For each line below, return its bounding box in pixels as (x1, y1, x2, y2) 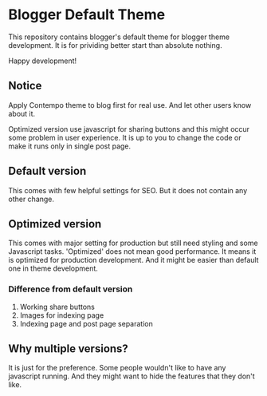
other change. (8, 194, 54, 204)
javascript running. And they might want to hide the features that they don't (8, 371, 255, 381)
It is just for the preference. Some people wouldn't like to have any (8, 363, 226, 373)
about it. (8, 109, 36, 118)
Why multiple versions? (8, 342, 129, 356)
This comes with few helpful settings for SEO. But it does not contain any (8, 185, 248, 195)
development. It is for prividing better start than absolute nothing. (8, 40, 222, 49)
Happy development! (8, 56, 77, 65)
